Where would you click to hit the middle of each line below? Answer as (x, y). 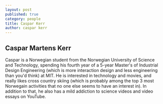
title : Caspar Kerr (25, 23)
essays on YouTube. (25, 96)
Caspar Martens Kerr (38, 48)
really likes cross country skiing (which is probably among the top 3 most (80, 81)
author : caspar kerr (26, 28)
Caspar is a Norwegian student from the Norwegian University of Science (80, 60)
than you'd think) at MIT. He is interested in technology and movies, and (78, 75)
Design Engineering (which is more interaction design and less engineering (81, 70)
